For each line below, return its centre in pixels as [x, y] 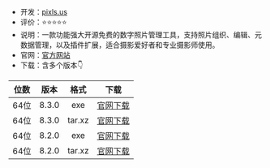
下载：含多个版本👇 [51, 65]
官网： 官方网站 [45, 55]
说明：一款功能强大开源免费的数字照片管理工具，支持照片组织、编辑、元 [141, 34]
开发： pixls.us [43, 12]
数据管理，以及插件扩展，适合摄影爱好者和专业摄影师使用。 [120, 45]
